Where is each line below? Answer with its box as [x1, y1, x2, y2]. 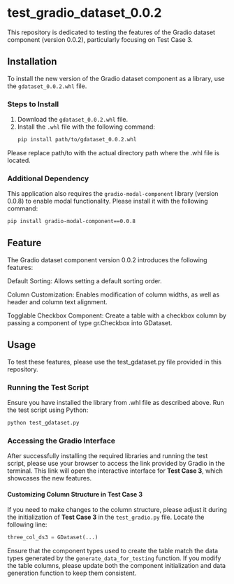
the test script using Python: [7, 406, 89, 414]
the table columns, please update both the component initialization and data [7, 562, 226, 570]
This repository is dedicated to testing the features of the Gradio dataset [7, 28, 215, 36]
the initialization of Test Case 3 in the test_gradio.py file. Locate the [7, 513, 205, 522]
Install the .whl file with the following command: [17, 122, 156, 131]
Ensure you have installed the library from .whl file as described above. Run [7, 399, 225, 407]
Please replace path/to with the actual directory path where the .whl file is [7, 148, 220, 157]
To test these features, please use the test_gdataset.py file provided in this [7, 357, 222, 366]
